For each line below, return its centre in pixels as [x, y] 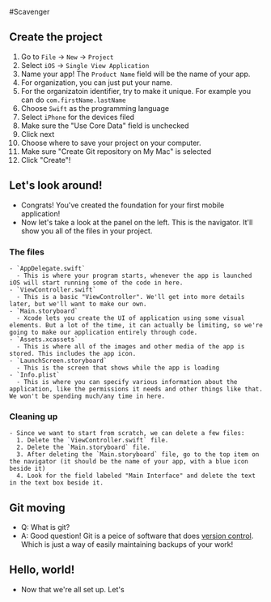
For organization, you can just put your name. [97, 82]
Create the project [56, 37]
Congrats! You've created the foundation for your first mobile [123, 205]
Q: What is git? [45, 527]
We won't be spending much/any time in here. [87, 396]
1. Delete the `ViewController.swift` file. [93, 441]
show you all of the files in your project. [87, 231]
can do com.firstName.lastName [73, 100]
